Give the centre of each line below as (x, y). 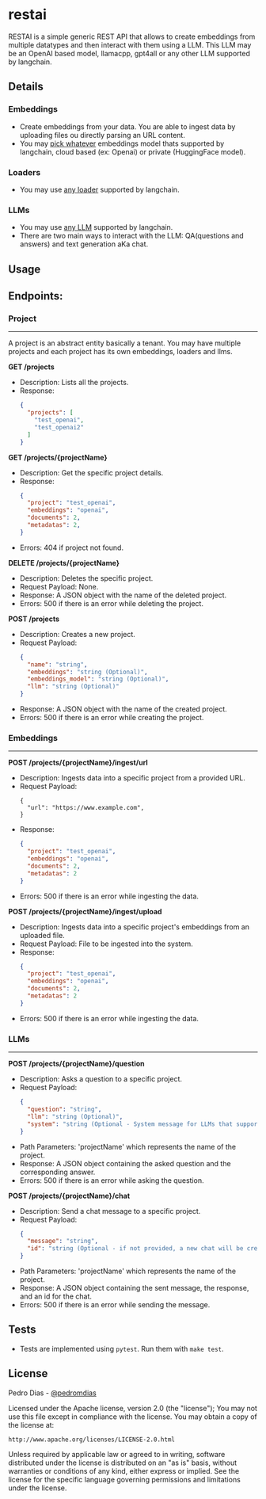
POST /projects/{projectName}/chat (69, 1196)
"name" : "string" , (57, 664)
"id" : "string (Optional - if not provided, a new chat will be (135, 1249)
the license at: (31, 1425)
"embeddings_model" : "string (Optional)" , (98, 679)
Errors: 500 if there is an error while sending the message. (115, 1305)
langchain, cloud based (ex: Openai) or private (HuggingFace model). (133, 151)
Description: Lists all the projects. (74, 383)
